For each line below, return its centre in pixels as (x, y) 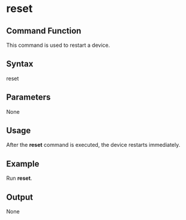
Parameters (28, 97)
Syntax (20, 64)
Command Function (44, 31)
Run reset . (19, 178)
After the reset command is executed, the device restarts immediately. (93, 145)
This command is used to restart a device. (58, 45)
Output (19, 197)
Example (23, 164)
